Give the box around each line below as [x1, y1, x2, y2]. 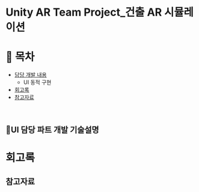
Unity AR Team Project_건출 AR [5, 5, 162, 19]
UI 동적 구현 [23, 79, 52, 86]
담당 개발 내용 [14, 71, 47, 79]
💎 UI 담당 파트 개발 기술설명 [5, 124, 100, 135]
